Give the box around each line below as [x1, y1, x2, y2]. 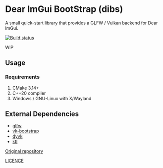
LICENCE [5, 158, 24, 164]
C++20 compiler [12, 90, 46, 96]
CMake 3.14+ [12, 85, 40, 91]
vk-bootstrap [12, 128, 39, 134]
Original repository [5, 148, 44, 154]
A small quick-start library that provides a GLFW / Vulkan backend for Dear [5, 20, 158, 26]
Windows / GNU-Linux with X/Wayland [12, 95, 92, 101]
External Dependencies [5, 110, 79, 118]
